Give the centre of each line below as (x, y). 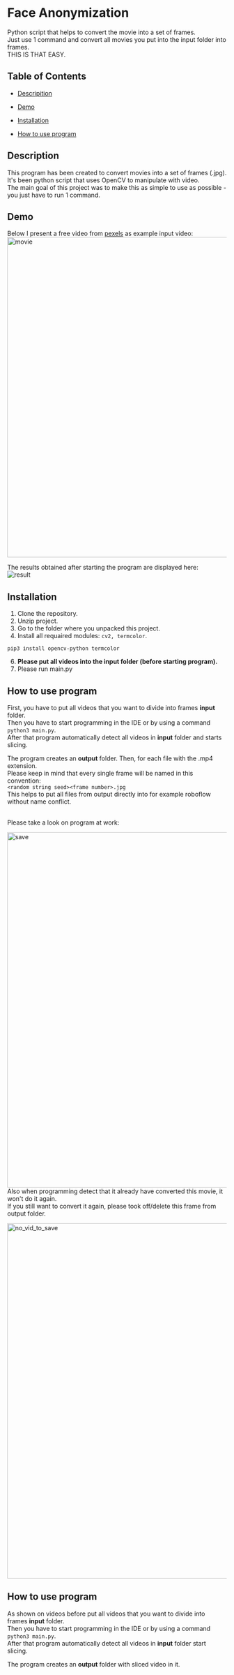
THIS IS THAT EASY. (37, 54)
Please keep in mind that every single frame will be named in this (100, 773)
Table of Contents (47, 76)
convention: (24, 781)
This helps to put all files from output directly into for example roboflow (109, 794)
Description (33, 156)
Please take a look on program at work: (63, 822)
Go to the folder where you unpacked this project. (88, 628)
